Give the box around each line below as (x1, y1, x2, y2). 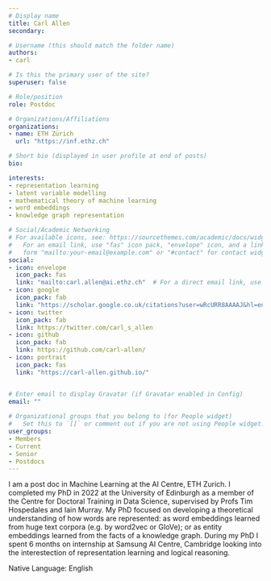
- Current (8, 442, 42, 450)
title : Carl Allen (8, 19, 70, 27)
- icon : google (8, 286, 60, 294)
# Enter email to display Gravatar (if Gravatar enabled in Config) (8, 390, 244, 398)
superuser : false (8, 78, 67, 86)
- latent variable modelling (8, 189, 106, 197)
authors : (8, 49, 38, 57)
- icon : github (8, 331, 60, 339)
